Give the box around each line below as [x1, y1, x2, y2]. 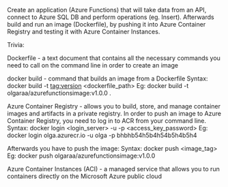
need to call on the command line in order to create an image [7, 61, 179, 69]
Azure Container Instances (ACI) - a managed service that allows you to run [7, 165, 220, 173]
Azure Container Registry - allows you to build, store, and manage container [7, 102, 220, 110]
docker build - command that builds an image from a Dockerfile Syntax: [7, 74, 208, 83]
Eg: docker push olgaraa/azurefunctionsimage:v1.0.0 [7, 152, 156, 160]
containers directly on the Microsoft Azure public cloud [7, 172, 162, 180]
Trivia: [7, 41, 25, 48]
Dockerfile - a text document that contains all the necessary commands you [7, 54, 220, 62]
